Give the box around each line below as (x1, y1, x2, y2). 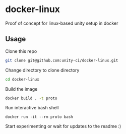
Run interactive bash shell (5, 105, 59, 111)
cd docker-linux (5, 77, 39, 82)
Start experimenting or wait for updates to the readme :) (5, 123, 121, 129)
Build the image (5, 86, 38, 92)
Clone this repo (5, 48, 37, 54)
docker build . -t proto (5, 96, 57, 101)
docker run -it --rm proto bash (5, 114, 73, 119)
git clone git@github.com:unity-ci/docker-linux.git (5, 58, 118, 63)
